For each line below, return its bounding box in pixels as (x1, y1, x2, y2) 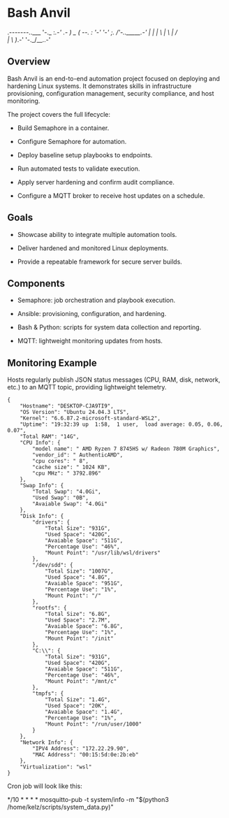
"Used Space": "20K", (44, 703, 108, 710)
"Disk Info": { (20, 512, 64, 520)
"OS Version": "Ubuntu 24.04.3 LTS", (20, 409, 130, 416)
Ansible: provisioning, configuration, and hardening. (17, 310, 167, 318)
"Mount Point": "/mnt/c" (44, 678, 117, 685)
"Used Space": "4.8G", (44, 574, 111, 581)
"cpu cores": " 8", (32, 458, 89, 465)
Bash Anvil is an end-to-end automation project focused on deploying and (7, 74, 220, 82)
